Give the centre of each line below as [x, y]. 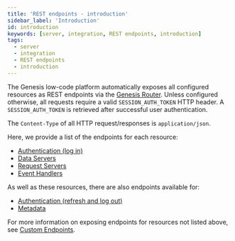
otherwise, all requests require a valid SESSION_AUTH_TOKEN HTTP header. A [116, 102]
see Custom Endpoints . [42, 229]
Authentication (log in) [50, 150]
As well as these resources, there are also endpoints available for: [104, 187]
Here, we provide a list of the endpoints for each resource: [93, 137]
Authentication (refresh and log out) [70, 201]
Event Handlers [40, 173]
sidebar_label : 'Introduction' [54, 21]
